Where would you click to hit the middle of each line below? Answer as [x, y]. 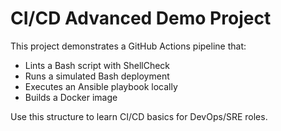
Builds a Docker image [71, 97]
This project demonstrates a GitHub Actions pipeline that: [128, 46]
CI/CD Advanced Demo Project [141, 18]
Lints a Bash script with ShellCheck [97, 65]
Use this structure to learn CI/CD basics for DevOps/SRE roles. [139, 116]
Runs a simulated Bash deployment [97, 76]
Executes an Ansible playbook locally [101, 86]
